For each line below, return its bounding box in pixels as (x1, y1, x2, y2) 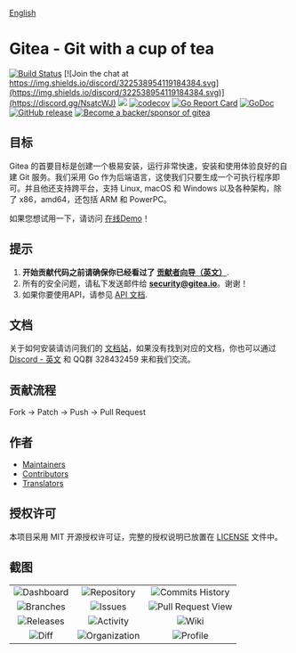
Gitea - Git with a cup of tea (9, 39, 215, 59)
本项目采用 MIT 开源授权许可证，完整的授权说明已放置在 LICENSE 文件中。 (9, 531, 283, 542)
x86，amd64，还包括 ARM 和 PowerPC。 (19, 193, 172, 204)
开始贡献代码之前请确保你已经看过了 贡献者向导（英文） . (21, 266, 229, 277)
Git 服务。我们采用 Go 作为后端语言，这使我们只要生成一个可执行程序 (19, 171, 273, 182)
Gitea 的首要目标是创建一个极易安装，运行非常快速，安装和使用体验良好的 (9, 160, 280, 171)
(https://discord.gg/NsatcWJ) (9, 97, 116, 108)
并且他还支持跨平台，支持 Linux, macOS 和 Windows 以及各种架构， (24, 183, 275, 193)
